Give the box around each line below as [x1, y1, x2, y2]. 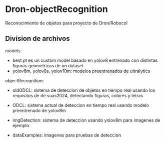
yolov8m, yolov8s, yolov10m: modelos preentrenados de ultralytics [12, 68, 150, 74]
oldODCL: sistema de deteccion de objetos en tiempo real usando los [12, 87, 155, 93]
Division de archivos [5, 34, 70, 43]
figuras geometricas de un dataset [12, 62, 84, 68]
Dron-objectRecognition [5, 3, 108, 15]
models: [5, 47, 22, 53]
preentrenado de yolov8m [12, 107, 66, 113]
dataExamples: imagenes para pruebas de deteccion [12, 132, 121, 138]
